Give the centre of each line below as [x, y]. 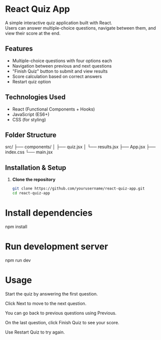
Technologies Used [35, 97]
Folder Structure [31, 135]
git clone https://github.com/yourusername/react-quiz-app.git [79, 189]
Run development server [57, 246]
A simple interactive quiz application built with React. [59, 23]
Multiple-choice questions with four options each [62, 61]
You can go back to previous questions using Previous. [61, 313]
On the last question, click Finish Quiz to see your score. [62, 322]
